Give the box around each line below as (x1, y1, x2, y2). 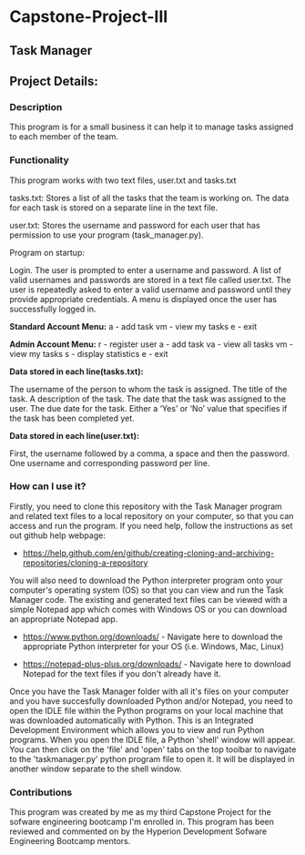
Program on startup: (9, 247, 85, 258)
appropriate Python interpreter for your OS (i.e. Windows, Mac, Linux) (22, 640, 285, 652)
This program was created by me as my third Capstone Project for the (9, 807, 271, 818)
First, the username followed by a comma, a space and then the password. (9, 448, 290, 459)
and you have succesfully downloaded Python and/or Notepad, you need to (9, 695, 293, 707)
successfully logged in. (9, 303, 97, 314)
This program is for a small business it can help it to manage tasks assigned (9, 121, 294, 133)
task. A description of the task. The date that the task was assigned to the (9, 393, 287, 404)
